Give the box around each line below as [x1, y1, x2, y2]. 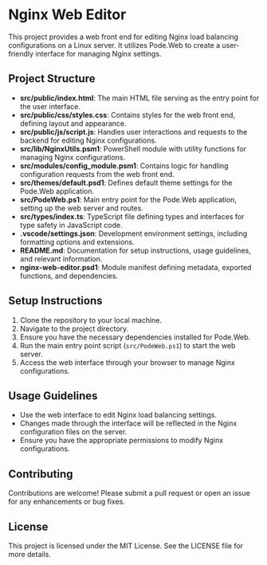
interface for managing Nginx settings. [35, 49, 162, 58]
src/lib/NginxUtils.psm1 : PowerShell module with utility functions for [19, 143, 247, 153]
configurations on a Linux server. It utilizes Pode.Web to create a [8, 40, 221, 49]
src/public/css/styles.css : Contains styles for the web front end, [19, 110, 236, 120]
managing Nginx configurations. [19, 152, 126, 162]
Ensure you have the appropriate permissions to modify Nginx [19, 436, 224, 445]
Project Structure [8, 72, 96, 85]
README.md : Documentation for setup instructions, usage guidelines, [19, 245, 251, 255]
